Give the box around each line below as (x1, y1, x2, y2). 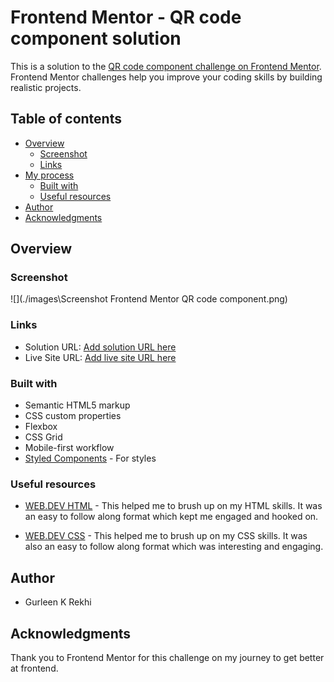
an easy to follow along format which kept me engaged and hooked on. (24, 511, 319, 523)
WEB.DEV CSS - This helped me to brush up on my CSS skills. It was (24, 530, 308, 542)
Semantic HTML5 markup (24, 399, 131, 411)
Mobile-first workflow (24, 442, 115, 454)
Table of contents (10, 111, 122, 128)
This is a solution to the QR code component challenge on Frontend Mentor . (10, 60, 322, 72)
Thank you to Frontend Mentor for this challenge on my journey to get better (10, 651, 325, 663)
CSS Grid (24, 431, 63, 443)
